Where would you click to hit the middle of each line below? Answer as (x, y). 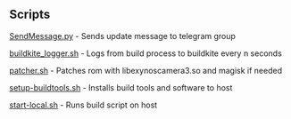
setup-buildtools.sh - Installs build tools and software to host (121, 87)
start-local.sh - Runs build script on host (83, 105)
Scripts (30, 15)
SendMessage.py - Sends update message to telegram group (123, 36)
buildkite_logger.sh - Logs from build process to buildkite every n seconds (146, 53)
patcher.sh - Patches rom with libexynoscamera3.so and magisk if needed (146, 70)
